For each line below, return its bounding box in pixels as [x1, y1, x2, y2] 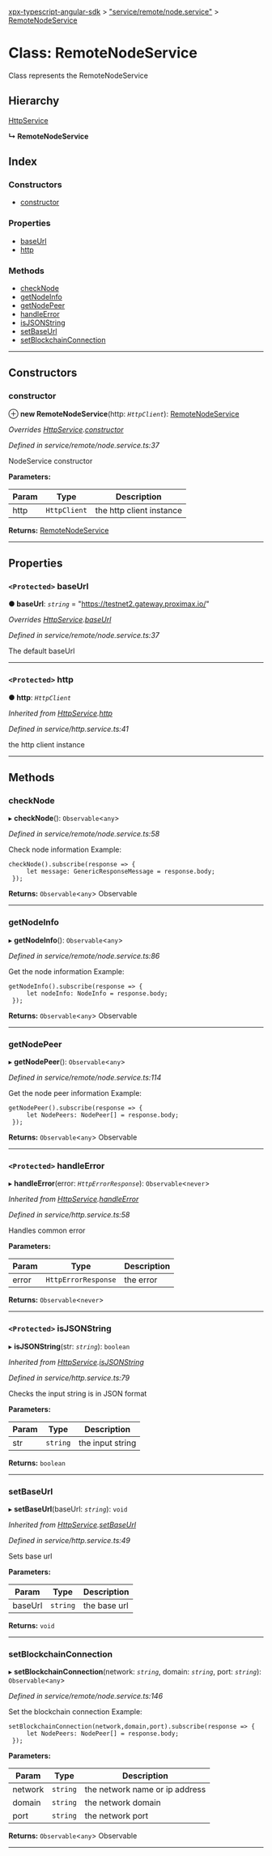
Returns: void [8, 1620, 55, 1630]
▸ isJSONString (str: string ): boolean [8, 1341, 130, 1351]
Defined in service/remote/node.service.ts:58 [8, 829, 160, 839]
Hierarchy [8, 94, 60, 108]
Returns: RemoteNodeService [8, 525, 109, 535]
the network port [84, 1811, 149, 1822]
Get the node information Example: [8, 966, 125, 976]
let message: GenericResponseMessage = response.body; [26, 867, 216, 876]
